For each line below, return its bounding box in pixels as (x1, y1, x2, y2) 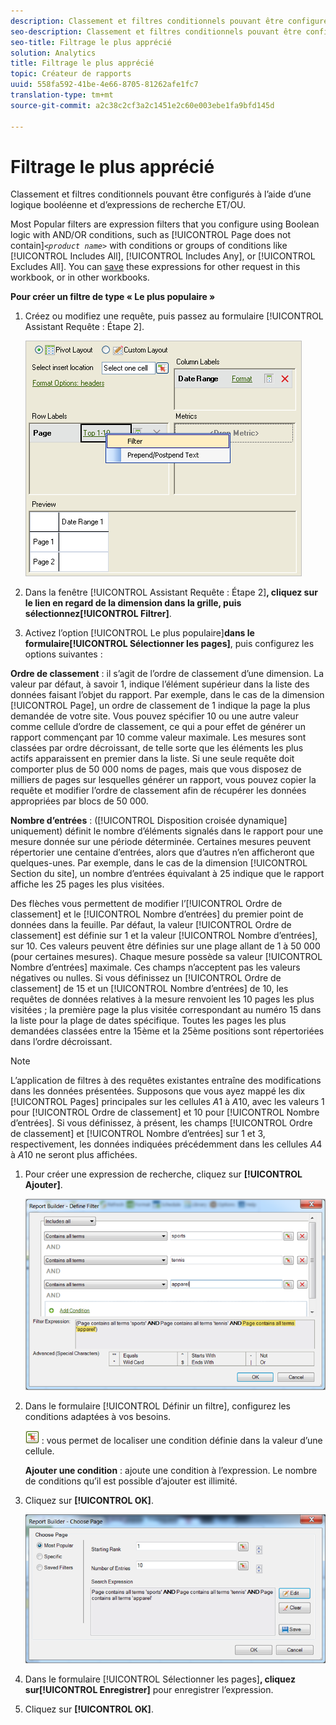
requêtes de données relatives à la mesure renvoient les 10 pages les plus (10, 993, 315, 1005)
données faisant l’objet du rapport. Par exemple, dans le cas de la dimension (10, 689, 325, 701)
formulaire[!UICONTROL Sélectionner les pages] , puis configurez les (24, 638, 315, 650)
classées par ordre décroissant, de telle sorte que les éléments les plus (10, 742, 304, 754)
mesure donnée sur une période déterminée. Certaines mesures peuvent (10, 836, 311, 848)
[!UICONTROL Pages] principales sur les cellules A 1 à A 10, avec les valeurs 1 (10, 1096, 325, 1108)
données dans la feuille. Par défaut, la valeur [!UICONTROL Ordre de (10, 919, 292, 931)
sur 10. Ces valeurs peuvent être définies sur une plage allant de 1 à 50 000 (10, 940, 321, 952)
